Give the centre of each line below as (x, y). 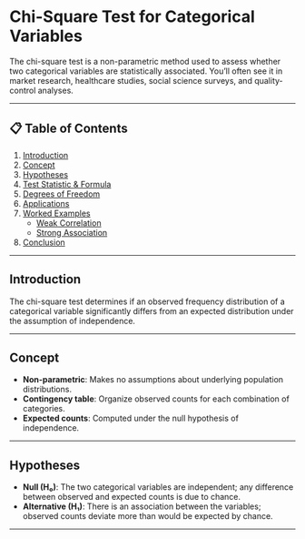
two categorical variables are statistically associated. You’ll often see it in (146, 71)
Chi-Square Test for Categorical (133, 17)
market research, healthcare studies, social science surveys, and (131, 80)
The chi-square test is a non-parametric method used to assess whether (145, 61)
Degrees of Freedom (61, 194)
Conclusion (44, 242)
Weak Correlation (69, 223)
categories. (44, 409)
